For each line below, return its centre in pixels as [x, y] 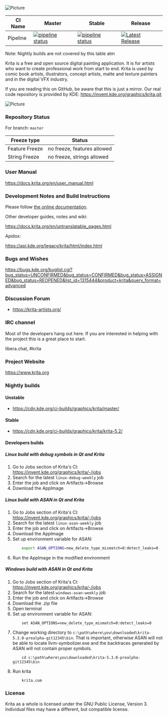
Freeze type [25, 140]
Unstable [15, 397]
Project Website [25, 361]
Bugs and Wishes [27, 258]
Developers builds [24, 443]
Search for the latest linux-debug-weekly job [58, 477]
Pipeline [17, 38]
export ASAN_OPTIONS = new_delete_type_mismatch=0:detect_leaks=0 [90, 548]
